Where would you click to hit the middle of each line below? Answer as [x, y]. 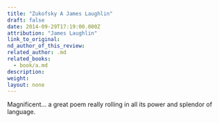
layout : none [26, 85]
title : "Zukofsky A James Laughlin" [60, 14]
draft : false [26, 20]
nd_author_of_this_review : [46, 46]
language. [21, 112]
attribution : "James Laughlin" [52, 33]
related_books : [29, 59]
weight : [18, 78]
